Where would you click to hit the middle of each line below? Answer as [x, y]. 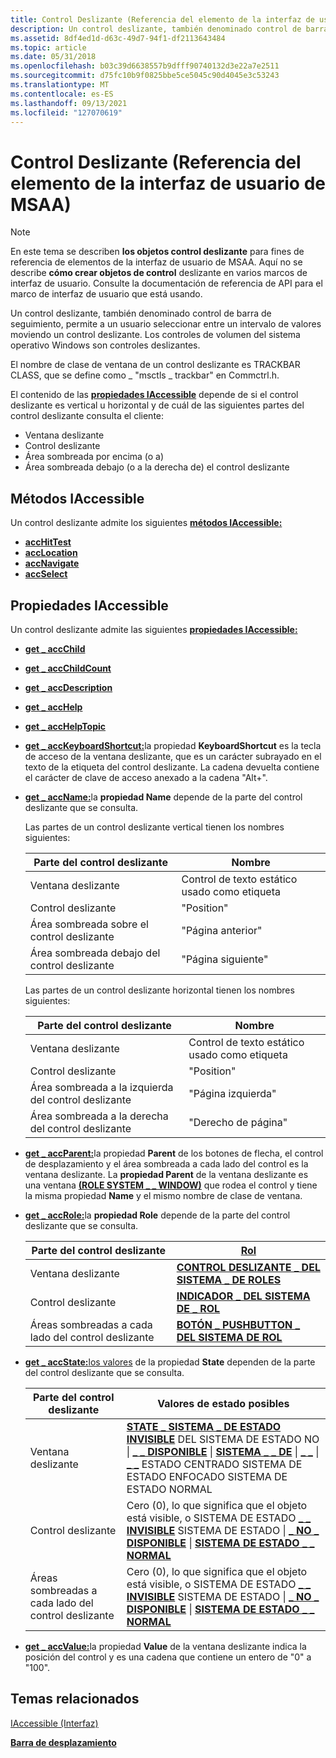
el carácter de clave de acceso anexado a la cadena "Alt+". [146, 777]
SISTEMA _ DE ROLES [229, 1279]
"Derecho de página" [238, 1122]
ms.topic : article [48, 47]
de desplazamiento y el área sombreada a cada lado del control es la [166, 1163]
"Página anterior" [222, 930]
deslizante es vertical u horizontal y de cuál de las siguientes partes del [157, 405]
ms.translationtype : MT [60, 85]
